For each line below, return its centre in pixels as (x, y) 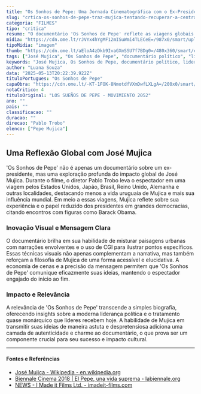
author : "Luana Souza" (34, 67)
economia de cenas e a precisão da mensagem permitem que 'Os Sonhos (97, 266)
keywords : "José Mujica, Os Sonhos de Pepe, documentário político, (93, 62)
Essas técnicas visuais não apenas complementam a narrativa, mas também (100, 254)
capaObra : (19, 85)
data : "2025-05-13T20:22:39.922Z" (49, 73)
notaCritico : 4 (25, 90)
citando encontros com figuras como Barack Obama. (71, 212)
